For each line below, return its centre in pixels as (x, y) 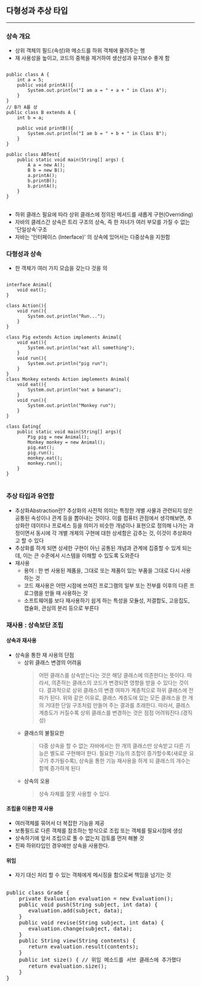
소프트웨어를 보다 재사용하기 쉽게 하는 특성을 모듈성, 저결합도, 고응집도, (107, 600)
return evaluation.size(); (68, 966)
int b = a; (31, 118)
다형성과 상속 (24, 254)
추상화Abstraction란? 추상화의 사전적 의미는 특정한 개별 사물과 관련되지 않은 (104, 510)
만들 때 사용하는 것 (66, 593)
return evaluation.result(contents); (84, 947)
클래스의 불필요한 (44, 733)
